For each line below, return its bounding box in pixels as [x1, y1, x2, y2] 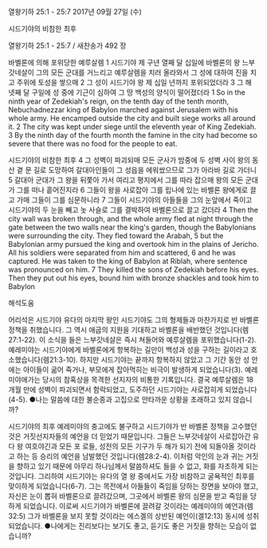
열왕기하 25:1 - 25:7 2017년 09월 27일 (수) [8, 7, 142, 16]
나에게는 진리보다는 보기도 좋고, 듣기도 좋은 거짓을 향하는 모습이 [50, 521, 249, 530]
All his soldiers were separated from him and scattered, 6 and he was [8, 248, 237, 257]
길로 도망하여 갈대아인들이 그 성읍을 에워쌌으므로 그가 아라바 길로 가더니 [33, 166, 257, 174]
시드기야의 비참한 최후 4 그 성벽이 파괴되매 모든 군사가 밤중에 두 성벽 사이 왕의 [8, 155, 251, 165]
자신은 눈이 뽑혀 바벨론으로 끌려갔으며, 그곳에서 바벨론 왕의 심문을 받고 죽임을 [8, 491, 249, 500]
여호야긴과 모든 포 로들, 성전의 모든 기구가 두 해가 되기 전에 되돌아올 [25, 441, 235, 451]
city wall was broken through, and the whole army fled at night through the [8, 214, 253, 223]
